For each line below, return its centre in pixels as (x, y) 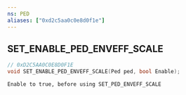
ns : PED (19, 14)
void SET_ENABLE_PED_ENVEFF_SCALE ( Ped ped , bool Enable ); (94, 72)
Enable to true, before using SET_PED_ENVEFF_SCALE (84, 84)
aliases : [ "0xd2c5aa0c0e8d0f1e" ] (56, 20)
